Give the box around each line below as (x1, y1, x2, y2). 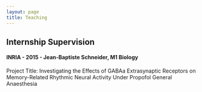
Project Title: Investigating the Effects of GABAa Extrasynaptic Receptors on (6, 67, 196, 74)
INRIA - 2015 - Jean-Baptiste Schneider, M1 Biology (6, 54, 138, 61)
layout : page (6, 8, 39, 15)
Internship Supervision (6, 37, 95, 47)
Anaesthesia (6, 80, 38, 88)
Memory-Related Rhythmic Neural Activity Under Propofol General (6, 74, 172, 81)
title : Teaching (6, 15, 47, 21)
